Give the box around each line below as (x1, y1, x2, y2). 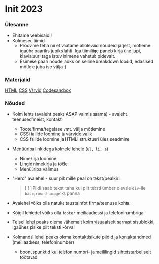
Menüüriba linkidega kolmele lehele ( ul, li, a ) (12, 146, 109, 152)
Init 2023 (5, 3, 43, 15)
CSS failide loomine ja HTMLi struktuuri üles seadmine (19, 136, 130, 142)
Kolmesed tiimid (12, 38, 45, 44)
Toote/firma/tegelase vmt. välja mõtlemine (19, 126, 106, 132)
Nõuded (5, 100, 25, 107)
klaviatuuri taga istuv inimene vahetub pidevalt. (19, 53, 116, 59)
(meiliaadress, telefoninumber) (12, 239, 75, 245)
